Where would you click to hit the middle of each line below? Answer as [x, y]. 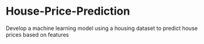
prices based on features [37, 34]
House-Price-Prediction [68, 11]
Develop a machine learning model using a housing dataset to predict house [102, 28]
